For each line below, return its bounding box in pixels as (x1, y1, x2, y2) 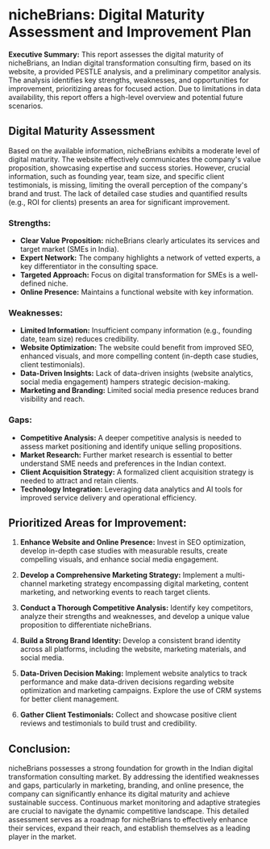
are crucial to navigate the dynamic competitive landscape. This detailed (8, 806, 250, 816)
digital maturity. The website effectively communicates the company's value (8, 154, 261, 164)
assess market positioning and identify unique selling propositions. (19, 441, 242, 451)
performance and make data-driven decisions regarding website (19, 677, 235, 687)
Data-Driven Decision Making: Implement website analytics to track (19, 668, 247, 679)
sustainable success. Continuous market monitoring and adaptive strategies (8, 797, 260, 808)
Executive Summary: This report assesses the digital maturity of (8, 49, 224, 59)
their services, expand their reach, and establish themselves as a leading (8, 823, 251, 833)
